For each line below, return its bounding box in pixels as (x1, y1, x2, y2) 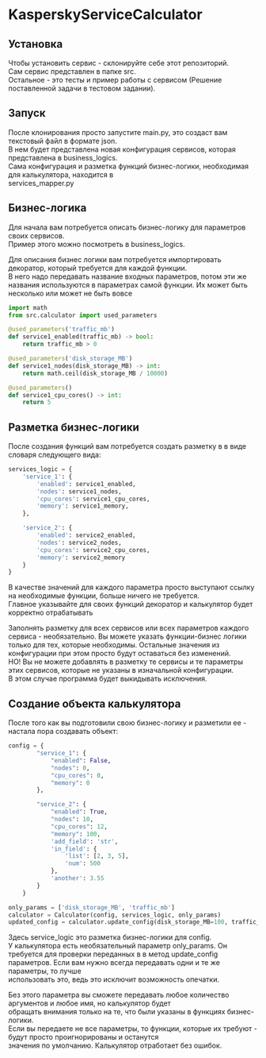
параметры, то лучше (8, 967, 82, 976)
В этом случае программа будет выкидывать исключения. (8, 674, 207, 684)
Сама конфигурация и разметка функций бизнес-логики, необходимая (8, 161, 249, 171)
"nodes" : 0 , (50, 764, 90, 772)
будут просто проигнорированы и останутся (8, 1033, 159, 1042)
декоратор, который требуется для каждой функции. (8, 263, 188, 272)
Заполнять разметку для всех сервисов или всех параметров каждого (8, 624, 249, 633)
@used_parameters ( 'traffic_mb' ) (8, 326, 115, 334)
